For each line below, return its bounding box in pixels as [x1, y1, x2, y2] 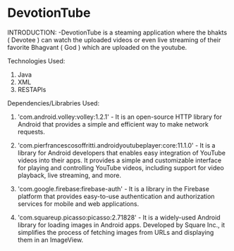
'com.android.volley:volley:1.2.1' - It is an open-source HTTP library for [17, 112, 222, 121]
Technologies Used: [7, 56, 66, 65]
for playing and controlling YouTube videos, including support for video [17, 163, 224, 172]
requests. [17, 127, 46, 136]
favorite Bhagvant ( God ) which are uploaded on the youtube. [7, 43, 187, 51]
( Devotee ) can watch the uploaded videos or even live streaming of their [7, 35, 221, 44]
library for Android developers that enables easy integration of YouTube [17, 148, 226, 157]
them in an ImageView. [17, 236, 84, 244]
